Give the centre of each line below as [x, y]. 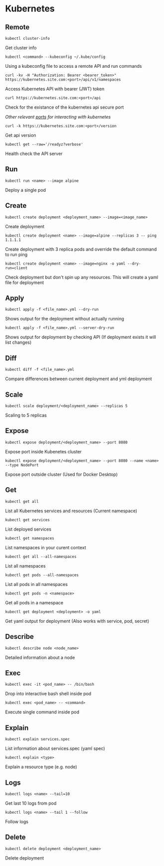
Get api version [21, 135]
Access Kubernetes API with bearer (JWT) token [55, 89]
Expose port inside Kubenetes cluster [43, 451]
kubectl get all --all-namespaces [41, 557]
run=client [16, 268]
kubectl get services [28, 520]
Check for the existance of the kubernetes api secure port [65, 107]
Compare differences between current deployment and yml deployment [79, 379]
